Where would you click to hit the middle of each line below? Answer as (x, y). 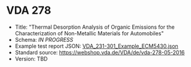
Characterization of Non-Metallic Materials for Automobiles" (89, 33)
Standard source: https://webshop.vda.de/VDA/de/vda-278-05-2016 (100, 52)
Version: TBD (31, 59)
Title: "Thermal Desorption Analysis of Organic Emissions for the (95, 27)
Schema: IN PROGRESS (44, 39)
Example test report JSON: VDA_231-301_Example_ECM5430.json (96, 46)
